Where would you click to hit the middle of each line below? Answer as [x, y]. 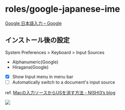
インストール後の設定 [37, 40]
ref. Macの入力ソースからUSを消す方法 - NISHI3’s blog [60, 92]
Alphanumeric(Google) [35, 62]
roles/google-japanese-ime [63, 9]
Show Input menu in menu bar [43, 77]
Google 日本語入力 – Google [33, 23]
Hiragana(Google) [30, 67]
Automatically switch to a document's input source [64, 82]
